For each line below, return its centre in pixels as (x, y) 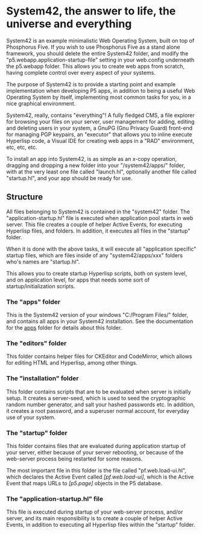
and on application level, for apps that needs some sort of (78, 280)
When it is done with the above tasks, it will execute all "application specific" (101, 249)
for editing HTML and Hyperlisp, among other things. (72, 363)
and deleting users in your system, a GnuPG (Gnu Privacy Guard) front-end (99, 128)
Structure (25, 197)
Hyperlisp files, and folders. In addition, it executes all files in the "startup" (98, 231)
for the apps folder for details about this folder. (64, 328)
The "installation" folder (43, 379)
